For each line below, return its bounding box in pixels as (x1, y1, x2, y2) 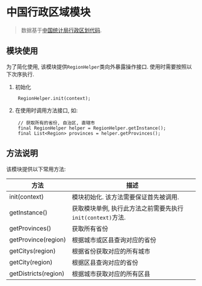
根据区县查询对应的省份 (72, 258, 138, 267)
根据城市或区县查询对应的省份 (72, 235, 156, 244)
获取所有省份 (72, 224, 108, 232)
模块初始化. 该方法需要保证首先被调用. (72, 193, 179, 201)
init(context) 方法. (72, 213, 126, 222)
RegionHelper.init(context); (17, 95, 91, 101)
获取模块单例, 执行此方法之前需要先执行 (72, 204, 184, 213)
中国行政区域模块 (6, 5, 91, 19)
